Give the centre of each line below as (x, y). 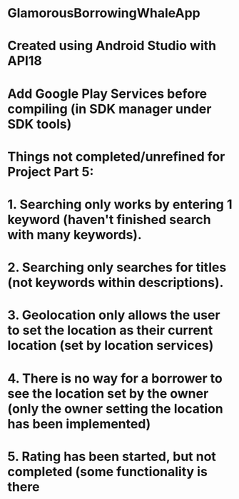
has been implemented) (79, 424)
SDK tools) (40, 124)
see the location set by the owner (108, 393)
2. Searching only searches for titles (117, 267)
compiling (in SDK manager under (110, 109)
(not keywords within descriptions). (116, 283)
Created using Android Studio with (112, 46)
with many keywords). (75, 235)
